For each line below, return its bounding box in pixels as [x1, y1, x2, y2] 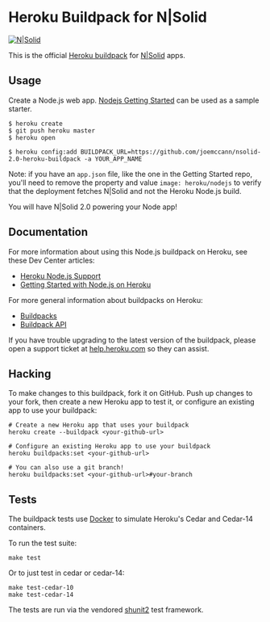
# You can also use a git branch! [8, 464, 125, 472]
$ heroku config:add [8, 148, 78, 156]
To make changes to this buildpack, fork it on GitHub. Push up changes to [8, 389, 253, 398]
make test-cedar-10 [8, 584, 74, 592]
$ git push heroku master [8, 126, 95, 135]
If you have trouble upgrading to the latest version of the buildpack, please [8, 335, 256, 345]
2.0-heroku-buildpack [8, 154, 81, 163]
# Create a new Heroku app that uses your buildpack [8, 421, 189, 430]
